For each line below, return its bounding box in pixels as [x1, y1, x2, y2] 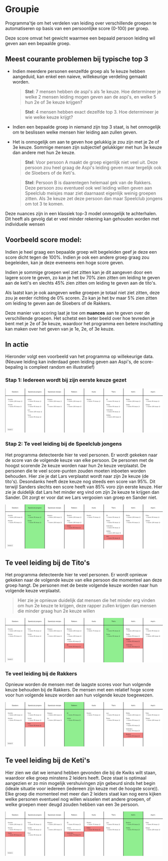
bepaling [5, 364, 23, 370]
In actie [5, 340, 29, 349]
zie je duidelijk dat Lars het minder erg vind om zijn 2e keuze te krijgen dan [5, 489, 159, 495]
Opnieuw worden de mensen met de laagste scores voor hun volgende [5, 681, 151, 687]
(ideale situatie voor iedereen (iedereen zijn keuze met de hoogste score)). [5, 785, 159, 791]
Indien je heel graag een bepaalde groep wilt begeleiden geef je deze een [5, 249, 157, 255]
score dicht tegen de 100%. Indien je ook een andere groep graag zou [5, 254, 149, 260]
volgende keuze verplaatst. [5, 588, 61, 594]
